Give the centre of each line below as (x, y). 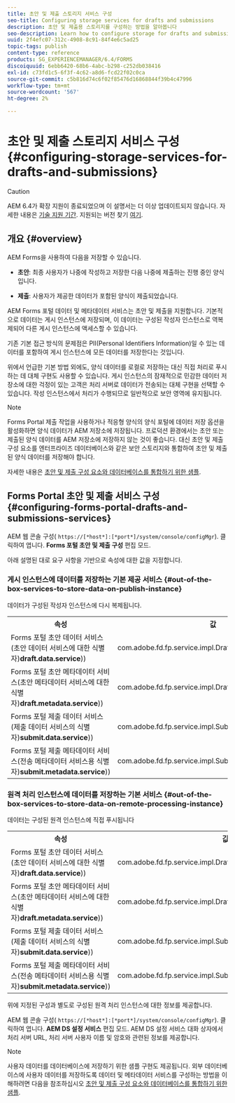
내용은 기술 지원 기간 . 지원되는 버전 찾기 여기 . (81, 214)
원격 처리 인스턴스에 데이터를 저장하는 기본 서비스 (85, 794)
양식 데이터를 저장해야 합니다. (55, 456)
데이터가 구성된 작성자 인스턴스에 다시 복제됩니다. (74, 605)
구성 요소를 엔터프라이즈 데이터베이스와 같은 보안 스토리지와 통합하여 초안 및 (111, 448)
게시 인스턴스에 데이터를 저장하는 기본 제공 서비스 (85, 580)
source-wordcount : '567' (43, 92)
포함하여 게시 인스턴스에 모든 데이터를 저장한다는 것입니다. (105, 352)
